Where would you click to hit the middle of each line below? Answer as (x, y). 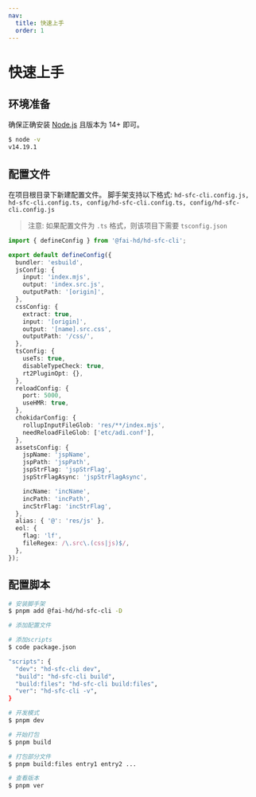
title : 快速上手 (40, 23)
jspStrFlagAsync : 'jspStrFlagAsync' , (85, 477)
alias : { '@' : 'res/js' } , (60, 521)
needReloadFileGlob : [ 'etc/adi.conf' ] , (89, 432)
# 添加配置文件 (30, 626)
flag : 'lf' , (42, 536)
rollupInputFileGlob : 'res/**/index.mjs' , (94, 425)
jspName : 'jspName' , (56, 455)
